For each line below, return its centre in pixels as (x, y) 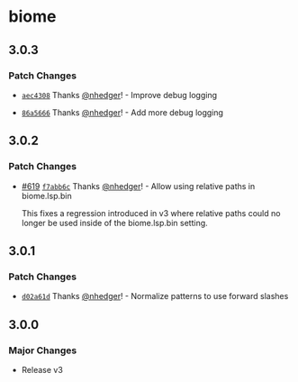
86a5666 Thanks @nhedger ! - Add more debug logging (122, 112)
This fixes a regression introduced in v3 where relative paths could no (151, 213)
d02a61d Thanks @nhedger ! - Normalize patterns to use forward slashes (155, 296)
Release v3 (42, 369)
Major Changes (43, 350)
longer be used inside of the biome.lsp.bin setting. (114, 223)
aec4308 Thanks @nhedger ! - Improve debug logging (119, 95)
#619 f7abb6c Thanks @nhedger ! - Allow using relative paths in (138, 186)
